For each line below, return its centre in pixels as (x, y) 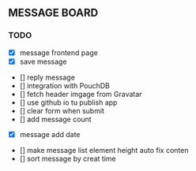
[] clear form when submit (62, 110)
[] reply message (47, 77)
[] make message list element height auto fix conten (104, 150)
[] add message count (56, 119)
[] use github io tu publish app (68, 102)
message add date (50, 134)
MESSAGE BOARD (53, 13)
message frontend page (59, 52)
